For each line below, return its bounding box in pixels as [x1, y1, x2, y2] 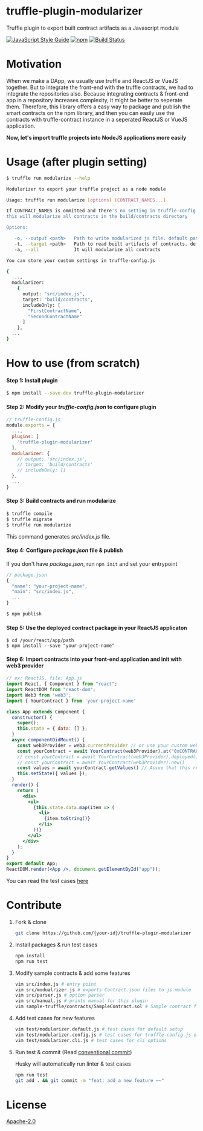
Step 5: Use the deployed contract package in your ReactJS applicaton [6, 624, 187, 631]
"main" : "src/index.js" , [11, 589, 74, 595]
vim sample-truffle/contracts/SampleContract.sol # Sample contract [14, 1003, 192, 1010]
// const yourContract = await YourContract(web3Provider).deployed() [17, 753, 199, 760]
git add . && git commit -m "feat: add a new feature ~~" [14, 1077, 164, 1084]
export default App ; [6, 861, 59, 867]
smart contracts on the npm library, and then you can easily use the [6, 109, 175, 116]
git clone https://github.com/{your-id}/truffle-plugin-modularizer [14, 930, 192, 936]
